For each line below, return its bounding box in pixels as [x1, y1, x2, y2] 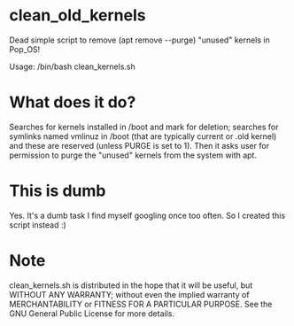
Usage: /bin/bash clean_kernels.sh [9, 61, 135, 72]
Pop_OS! [9, 43, 41, 54]
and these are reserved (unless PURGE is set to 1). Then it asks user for [9, 140, 270, 151]
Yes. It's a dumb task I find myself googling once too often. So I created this [9, 210, 286, 221]
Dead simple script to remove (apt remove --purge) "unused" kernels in [9, 35, 270, 45]
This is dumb [9, 181, 106, 201]
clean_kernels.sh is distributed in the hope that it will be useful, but [9, 280, 253, 291]
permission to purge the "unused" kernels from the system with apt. [9, 150, 257, 160]
